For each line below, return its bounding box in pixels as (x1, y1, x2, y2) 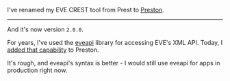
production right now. (7, 66, 68, 74)
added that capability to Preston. (7, 46, 99, 54)
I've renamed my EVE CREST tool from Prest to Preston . (7, 6, 164, 14)
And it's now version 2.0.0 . (7, 25, 84, 33)
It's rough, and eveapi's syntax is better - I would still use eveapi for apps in (7, 59, 220, 67)
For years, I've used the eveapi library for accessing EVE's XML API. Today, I (7, 39, 223, 46)
